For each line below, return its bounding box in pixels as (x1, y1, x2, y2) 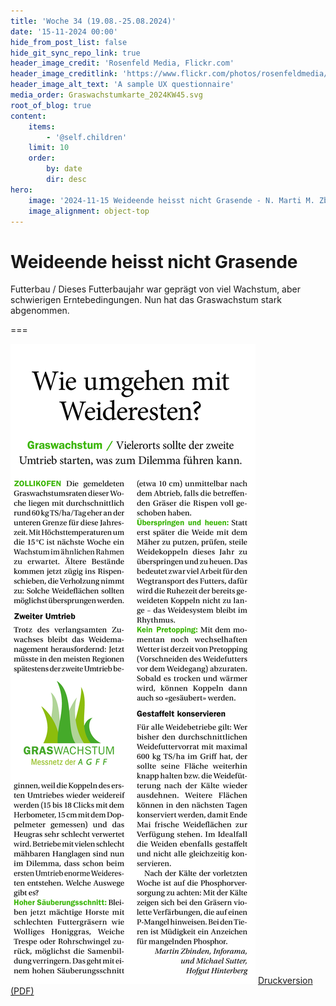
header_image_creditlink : (10, 69, 118, 79)
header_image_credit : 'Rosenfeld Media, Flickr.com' (10, 58, 235, 69)
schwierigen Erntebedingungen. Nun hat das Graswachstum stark (10, 294, 282, 306)
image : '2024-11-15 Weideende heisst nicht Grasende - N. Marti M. (28, 195, 315, 205)
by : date (46, 164, 83, 174)
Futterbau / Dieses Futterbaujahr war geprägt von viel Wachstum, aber (10, 283, 301, 295)
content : (10, 111, 47, 121)
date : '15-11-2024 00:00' (10, 26, 118, 37)
